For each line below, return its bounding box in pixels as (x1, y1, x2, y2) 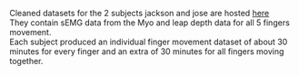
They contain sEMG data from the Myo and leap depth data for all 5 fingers (9, 17, 291, 28)
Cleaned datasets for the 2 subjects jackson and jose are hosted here (9, 8, 270, 18)
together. (9, 56, 44, 66)
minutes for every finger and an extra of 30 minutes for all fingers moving (9, 46, 284, 57)
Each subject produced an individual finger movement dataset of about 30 (9, 36, 288, 47)
